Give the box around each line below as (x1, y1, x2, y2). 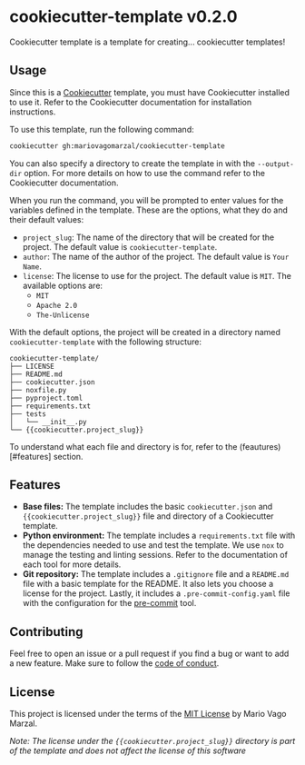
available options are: (22, 280, 103, 291)
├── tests (9, 409, 47, 419)
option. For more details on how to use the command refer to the (24, 167, 266, 178)
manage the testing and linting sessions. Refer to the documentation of (22, 550, 289, 561)
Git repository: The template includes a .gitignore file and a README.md (22, 569, 290, 580)
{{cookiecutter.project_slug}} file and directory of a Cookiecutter (22, 511, 274, 522)
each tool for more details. (22, 559, 122, 570)
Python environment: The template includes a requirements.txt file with (22, 530, 296, 541)
